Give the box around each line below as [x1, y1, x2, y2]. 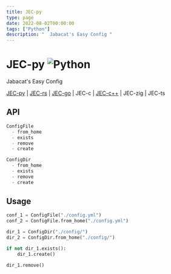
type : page [6, 15, 34, 21]
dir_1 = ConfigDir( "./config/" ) [6, 229, 88, 235]
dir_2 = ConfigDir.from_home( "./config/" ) [6, 235, 115, 241]
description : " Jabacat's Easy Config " [6, 32, 113, 38]
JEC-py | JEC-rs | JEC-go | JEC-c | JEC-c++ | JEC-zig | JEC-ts [6, 89, 166, 97]
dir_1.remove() [6, 262, 45, 268]
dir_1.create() [17, 251, 56, 257]
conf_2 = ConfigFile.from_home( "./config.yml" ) [6, 218, 129, 224]
